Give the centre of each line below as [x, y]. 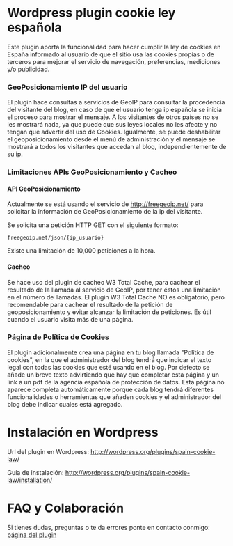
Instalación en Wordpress [83, 432]
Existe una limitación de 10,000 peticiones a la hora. [81, 251]
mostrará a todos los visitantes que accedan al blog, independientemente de [117, 147]
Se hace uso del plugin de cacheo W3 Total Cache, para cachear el [104, 282]
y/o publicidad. [29, 69]
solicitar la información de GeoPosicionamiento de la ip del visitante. [105, 212]
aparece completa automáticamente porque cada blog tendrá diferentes [111, 389]
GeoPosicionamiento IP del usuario [67, 87]
